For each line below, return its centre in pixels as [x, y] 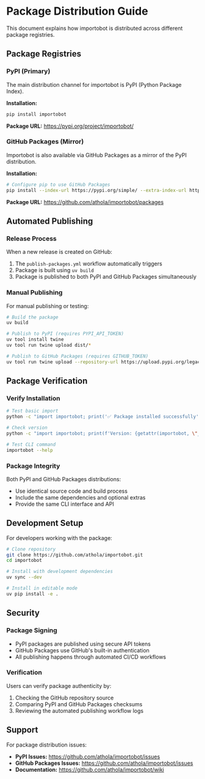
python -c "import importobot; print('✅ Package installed [83, 417]
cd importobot [24, 561]
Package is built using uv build [55, 270]
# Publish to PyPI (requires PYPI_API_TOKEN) [65, 334]
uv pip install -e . [33, 594]
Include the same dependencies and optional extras [80, 497]
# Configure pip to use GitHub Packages [59, 185]
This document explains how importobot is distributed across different [95, 28]
